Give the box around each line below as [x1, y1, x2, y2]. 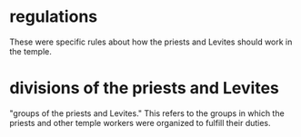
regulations [9, 6, 98, 27]
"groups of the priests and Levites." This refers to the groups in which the [9, 107, 285, 119]
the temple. [9, 45, 52, 56]
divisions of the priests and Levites [9, 78, 279, 99]
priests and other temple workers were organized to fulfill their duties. [9, 117, 271, 128]
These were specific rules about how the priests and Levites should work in [9, 36, 293, 47]
